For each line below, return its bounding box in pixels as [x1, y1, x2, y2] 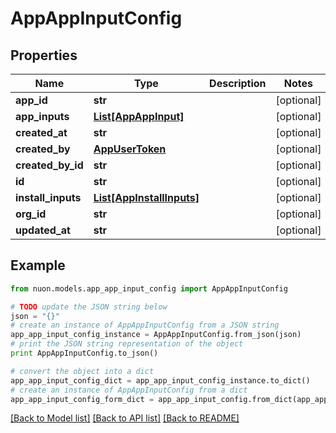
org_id [15, 207, 47, 221]
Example [10, 257, 66, 274]
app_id [15, 93, 48, 107]
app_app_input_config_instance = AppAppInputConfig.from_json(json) [10, 330, 302, 340]
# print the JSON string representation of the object [10, 339, 244, 349]
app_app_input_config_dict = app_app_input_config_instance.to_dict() [10, 375, 311, 386]
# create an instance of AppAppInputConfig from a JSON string [10, 320, 280, 331]
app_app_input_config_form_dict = [10, 394, 155, 404]
